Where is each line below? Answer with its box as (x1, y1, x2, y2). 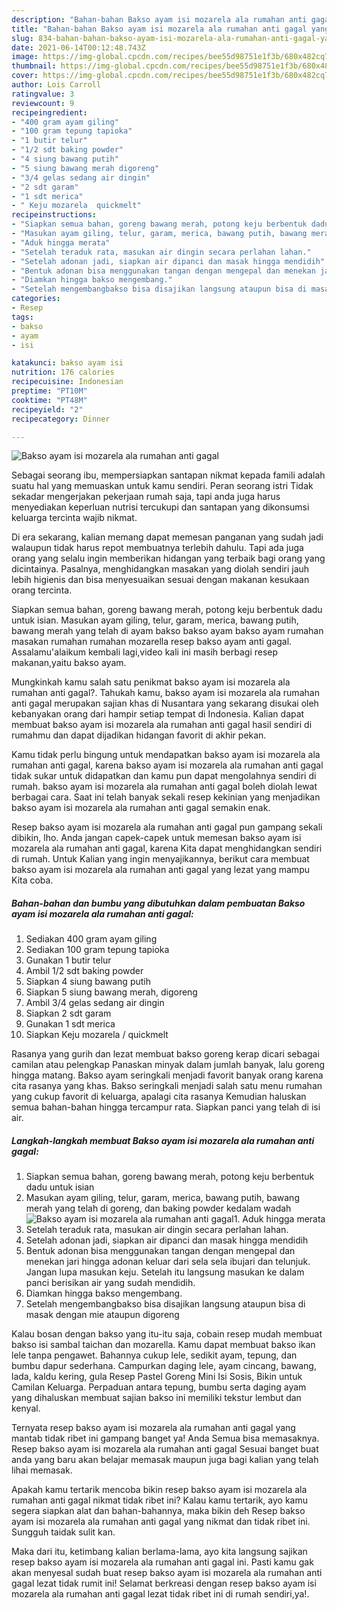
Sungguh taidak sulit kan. (11, 1526, 116, 1538)
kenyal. (11, 1402, 41, 1415)
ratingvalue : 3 (11, 89, 75, 99)
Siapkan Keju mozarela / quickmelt (25, 1029, 169, 1041)
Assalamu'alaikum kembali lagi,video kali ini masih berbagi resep (11, 646, 279, 658)
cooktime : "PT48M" (11, 395, 88, 405)
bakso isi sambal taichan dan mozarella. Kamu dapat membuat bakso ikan (11, 1339, 316, 1351)
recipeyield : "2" (11, 404, 84, 415)
